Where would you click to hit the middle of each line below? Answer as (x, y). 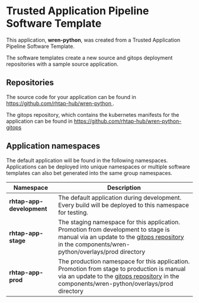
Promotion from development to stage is (114, 229)
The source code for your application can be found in (71, 97)
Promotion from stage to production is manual (122, 269)
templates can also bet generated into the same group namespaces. (89, 173)
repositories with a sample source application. (62, 64)
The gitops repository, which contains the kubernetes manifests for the (93, 114)
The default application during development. (120, 197)
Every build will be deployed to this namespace (124, 205)
